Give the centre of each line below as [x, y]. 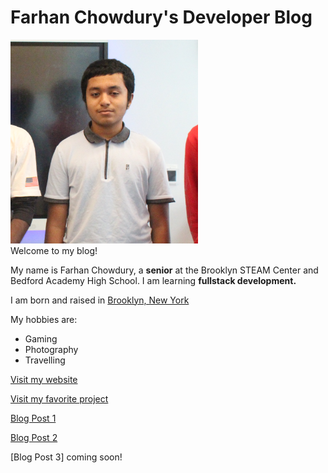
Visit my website [44, 379]
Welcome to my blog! [54, 250]
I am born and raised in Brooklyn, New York [100, 300]
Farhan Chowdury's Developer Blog [161, 17]
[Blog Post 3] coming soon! [66, 457]
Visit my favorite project [59, 398]
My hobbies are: [44, 319]
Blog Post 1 [33, 418]
